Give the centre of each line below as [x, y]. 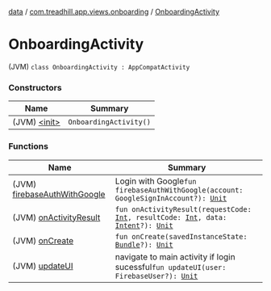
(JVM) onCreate [43, 240]
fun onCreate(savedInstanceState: [181, 236]
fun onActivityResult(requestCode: [183, 209]
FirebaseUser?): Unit [156, 276]
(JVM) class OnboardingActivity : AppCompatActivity [99, 66]
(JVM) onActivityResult [56, 217]
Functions [28, 146]
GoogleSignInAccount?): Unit [171, 198]
